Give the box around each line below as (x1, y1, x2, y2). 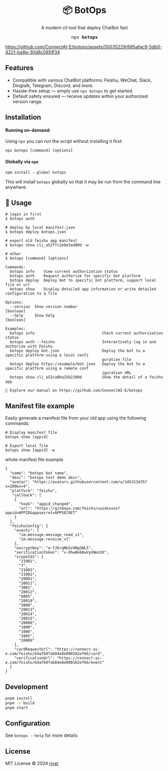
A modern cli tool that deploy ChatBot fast (41, 24, 128, 31)
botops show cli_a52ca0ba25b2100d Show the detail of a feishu (10, 375, 163, 380)
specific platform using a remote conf (5, 366, 89, 371)
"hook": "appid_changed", (18, 502, 73, 507)
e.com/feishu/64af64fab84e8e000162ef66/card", (5, 651, 105, 656)
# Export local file (5, 443, 49, 448)
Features (5, 64, 34, 72)
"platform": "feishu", (10, 488, 57, 494)
